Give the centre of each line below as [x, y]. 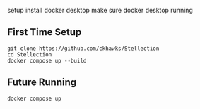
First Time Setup [45, 32]
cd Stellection [30, 54]
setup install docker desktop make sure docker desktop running [100, 10]
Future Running [42, 83]
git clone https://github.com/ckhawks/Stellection [83, 49]
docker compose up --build [47, 60]
